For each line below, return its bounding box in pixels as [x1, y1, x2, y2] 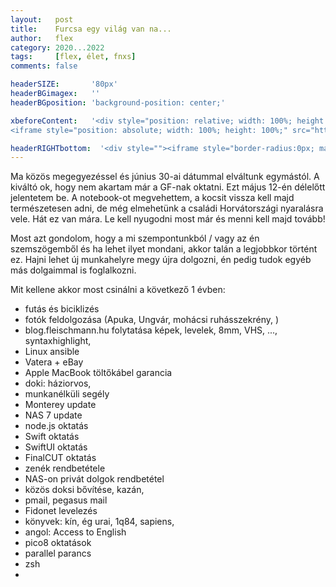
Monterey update [24, 399, 97, 411]
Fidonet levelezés [24, 505, 98, 517]
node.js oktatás [24, 420, 89, 432]
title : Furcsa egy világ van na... [10, 24, 172, 34]
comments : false [10, 61, 78, 71]
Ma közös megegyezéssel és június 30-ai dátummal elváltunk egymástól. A [10, 171, 320, 183]
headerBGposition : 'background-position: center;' [10, 97, 226, 108]
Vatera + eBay [24, 356, 84, 368]
